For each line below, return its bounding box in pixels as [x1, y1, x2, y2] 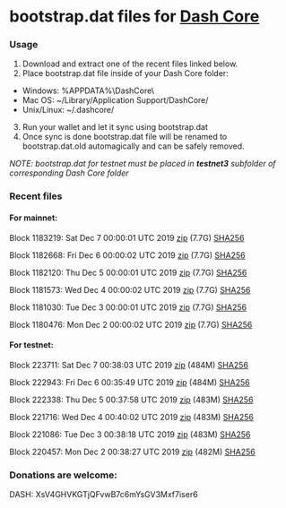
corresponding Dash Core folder [9, 168, 129, 178]
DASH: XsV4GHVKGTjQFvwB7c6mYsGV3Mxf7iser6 [9, 489, 199, 500]
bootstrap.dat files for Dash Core [9, 6, 260, 27]
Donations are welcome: [9, 469, 118, 481]
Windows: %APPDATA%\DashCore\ [22, 85, 155, 96]
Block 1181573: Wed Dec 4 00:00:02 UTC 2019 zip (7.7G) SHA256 [9, 284, 251, 295]
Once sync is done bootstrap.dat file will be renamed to [22, 132, 228, 142]
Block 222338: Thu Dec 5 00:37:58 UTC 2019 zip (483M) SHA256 [9, 394, 254, 405]
